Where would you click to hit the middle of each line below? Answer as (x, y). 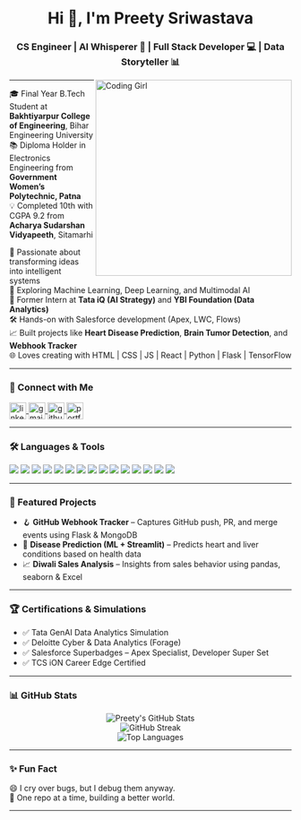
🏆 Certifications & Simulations (78, 609)
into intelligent (35, 272)
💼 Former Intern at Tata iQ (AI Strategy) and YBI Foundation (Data (132, 300)
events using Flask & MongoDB (80, 535)
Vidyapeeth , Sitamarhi (52, 235)
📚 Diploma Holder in (48, 145)
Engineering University (52, 135)
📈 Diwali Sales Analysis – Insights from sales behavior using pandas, (151, 565)
